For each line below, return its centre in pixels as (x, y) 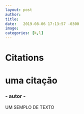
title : (12, 19)
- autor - (15, 96)
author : (13, 14)
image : (12, 28)
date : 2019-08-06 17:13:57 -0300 (42, 24)
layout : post (19, 10)
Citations (24, 58)
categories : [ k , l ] (24, 33)
